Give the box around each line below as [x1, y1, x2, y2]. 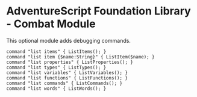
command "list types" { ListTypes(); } [6, 64, 107, 70]
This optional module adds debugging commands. [6, 37, 131, 44]
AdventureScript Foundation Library [6, 4, 191, 18]
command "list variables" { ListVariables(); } [6, 69, 128, 76]
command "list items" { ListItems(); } [6, 48, 107, 55]
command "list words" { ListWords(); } [6, 86, 107, 92]
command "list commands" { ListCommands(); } [6, 80, 122, 86]
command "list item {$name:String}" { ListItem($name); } [6, 54, 155, 60]
